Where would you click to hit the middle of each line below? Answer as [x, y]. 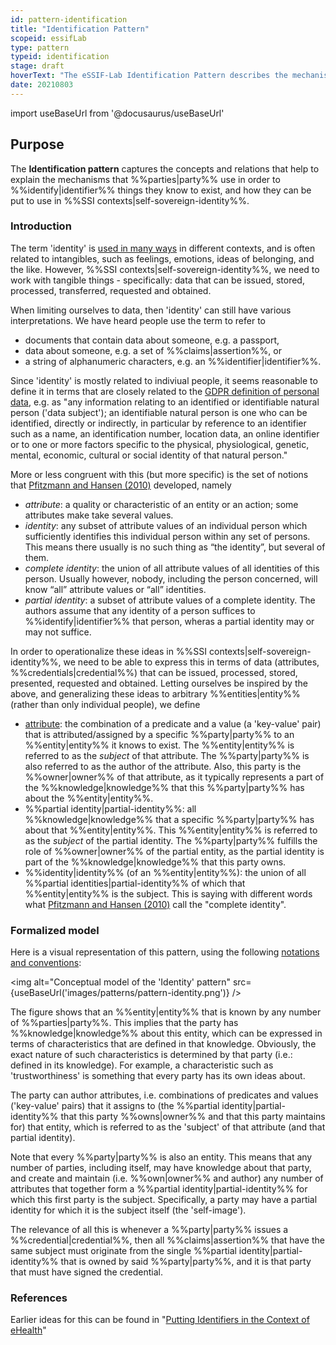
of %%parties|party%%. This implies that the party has [124, 1023]
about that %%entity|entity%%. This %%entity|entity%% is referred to [171, 830]
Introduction [41, 226]
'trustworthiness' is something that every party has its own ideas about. [158, 1076]
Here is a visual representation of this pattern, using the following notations [165, 952]
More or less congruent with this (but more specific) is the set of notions [159, 474]
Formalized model [55, 930]
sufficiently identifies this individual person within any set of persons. [167, 536]
